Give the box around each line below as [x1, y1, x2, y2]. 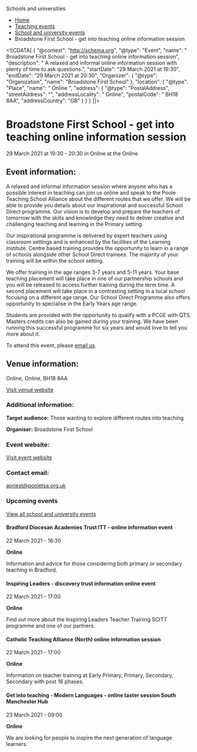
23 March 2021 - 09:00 [6, 711, 63, 718]
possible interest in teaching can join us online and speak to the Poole [6, 189, 176, 196]
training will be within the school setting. [6, 257, 104, 264]
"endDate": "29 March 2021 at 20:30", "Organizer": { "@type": [6, 72, 157, 79]
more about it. [6, 330, 40, 337]
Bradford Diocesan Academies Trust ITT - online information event [6, 524, 173, 531]
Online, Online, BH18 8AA [6, 375, 68, 382]
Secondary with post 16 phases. [6, 678, 84, 685]
